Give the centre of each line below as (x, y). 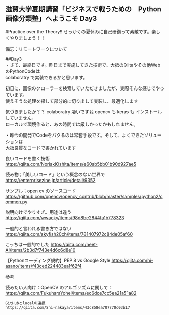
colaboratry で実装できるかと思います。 (46, 77)
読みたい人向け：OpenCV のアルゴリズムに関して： (59, 287)
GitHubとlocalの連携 (25, 303)
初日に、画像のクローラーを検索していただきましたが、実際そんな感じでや (83, 88)
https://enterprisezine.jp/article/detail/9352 (50, 180)
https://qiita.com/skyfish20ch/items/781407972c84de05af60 (69, 234)
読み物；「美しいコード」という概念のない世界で (55, 174)
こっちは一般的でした (27, 244)
